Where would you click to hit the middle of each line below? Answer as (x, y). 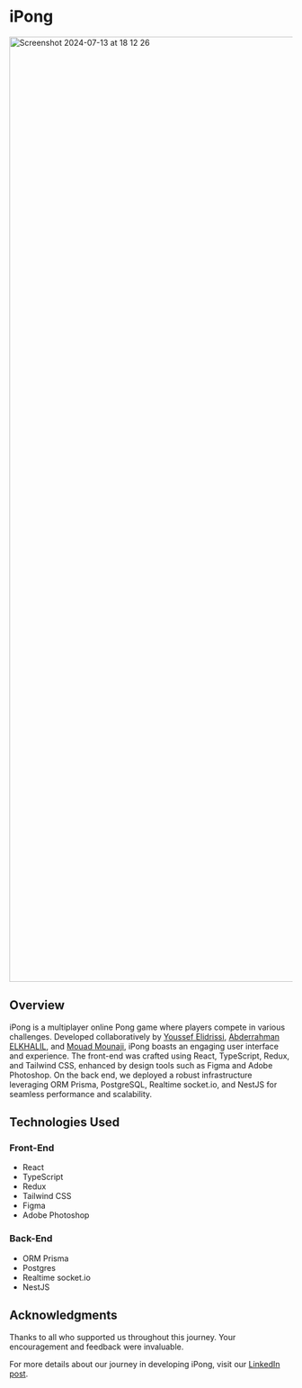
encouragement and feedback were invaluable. (97, 1347)
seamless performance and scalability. (81, 1094)
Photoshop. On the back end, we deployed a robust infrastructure (131, 1075)
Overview (37, 1005)
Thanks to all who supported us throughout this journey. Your (123, 1337)
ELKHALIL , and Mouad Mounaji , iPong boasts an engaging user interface (144, 1046)
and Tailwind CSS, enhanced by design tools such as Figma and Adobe (141, 1065)
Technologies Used (64, 1122)
